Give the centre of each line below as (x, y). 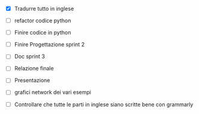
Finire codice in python (43, 33)
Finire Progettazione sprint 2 (49, 45)
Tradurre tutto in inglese (44, 9)
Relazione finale (34, 69)
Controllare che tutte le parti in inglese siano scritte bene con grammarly (104, 104)
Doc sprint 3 (30, 57)
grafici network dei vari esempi (52, 93)
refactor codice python (43, 21)
